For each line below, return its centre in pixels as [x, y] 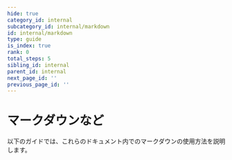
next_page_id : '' [32, 78]
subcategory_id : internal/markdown [59, 26]
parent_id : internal [37, 71]
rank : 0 [18, 53]
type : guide [24, 39]
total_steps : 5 [29, 59]
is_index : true [29, 46]
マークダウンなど [55, 121]
